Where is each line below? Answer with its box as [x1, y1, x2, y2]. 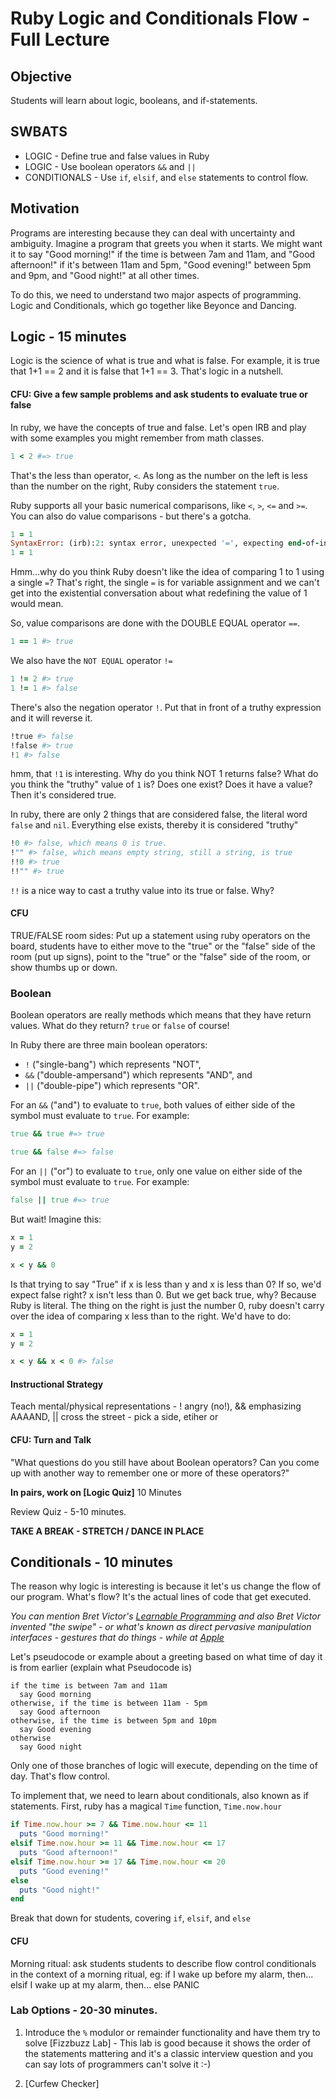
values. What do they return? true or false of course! [10, 1020, 230, 1032]
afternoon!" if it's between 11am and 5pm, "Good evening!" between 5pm [10, 258, 312, 271]
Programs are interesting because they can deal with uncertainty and [10, 227, 295, 239]
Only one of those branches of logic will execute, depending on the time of [10, 1760, 318, 1772]
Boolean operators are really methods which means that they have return [10, 1009, 312, 1021]
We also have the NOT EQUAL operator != [10, 655, 173, 667]
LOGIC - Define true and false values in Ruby [24, 150, 210, 162]
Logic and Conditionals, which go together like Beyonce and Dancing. [10, 299, 297, 311]
